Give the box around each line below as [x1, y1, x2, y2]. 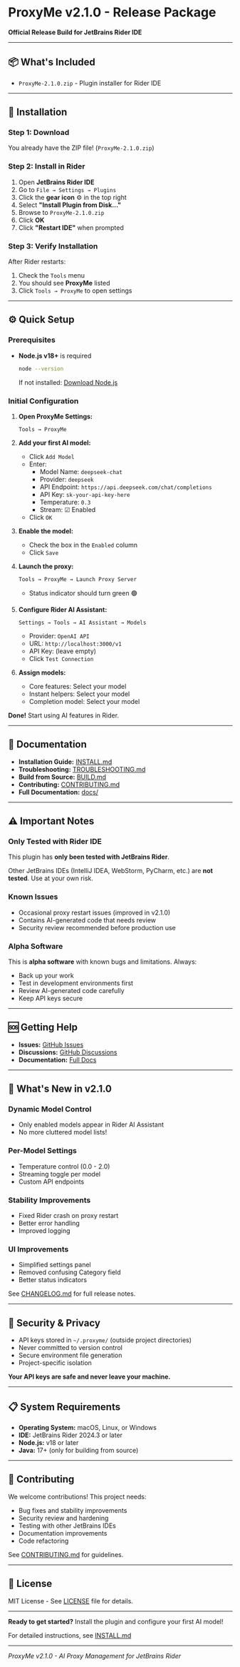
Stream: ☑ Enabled [39, 505, 96, 514]
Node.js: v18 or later [18, 1439, 79, 1446]
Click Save [28, 548, 59, 557]
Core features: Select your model [28, 682, 127, 690]
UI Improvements [8, 1244, 69, 1254]
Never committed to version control [18, 1344, 123, 1352]
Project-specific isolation [18, 1359, 92, 1367]
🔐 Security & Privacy [8, 1316, 100, 1329]
